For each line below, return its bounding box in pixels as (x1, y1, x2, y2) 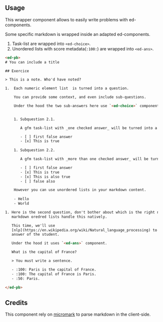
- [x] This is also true (20, 174, 70, 179)
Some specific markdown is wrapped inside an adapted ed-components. (5, 31, 150, 37)
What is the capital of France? (11, 250, 77, 255)
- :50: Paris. (11, 276, 40, 281)
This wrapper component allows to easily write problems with (5, 16, 128, 22)
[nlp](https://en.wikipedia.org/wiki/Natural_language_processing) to (11, 227, 158, 232)
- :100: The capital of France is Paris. (11, 272, 97, 276)
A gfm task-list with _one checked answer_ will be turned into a (20, 126, 158, 130)
